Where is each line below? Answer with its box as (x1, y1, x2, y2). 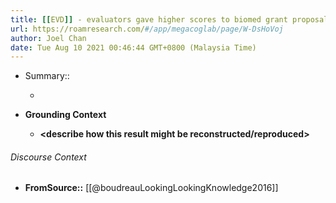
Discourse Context (10, 151, 87, 163)
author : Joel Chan (10, 33, 87, 43)
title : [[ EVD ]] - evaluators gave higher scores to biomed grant (10, 14, 288, 25)
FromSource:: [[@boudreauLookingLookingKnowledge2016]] (24, 182, 279, 194)
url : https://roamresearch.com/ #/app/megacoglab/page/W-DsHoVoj (10, 24, 284, 34)
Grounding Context (24, 109, 107, 121)
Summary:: (24, 70, 70, 82)
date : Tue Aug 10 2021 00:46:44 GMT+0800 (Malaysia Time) (10, 42, 257, 53)
